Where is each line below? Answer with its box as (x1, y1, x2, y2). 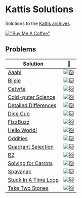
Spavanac (8, 168, 32, 175)
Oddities (8, 135, 28, 142)
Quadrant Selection (8, 143, 54, 150)
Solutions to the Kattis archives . (5, 20, 71, 26)
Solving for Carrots (8, 159, 53, 166)
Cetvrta (8, 85, 26, 92)
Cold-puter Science (8, 93, 56, 100)
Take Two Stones (8, 184, 49, 191)
